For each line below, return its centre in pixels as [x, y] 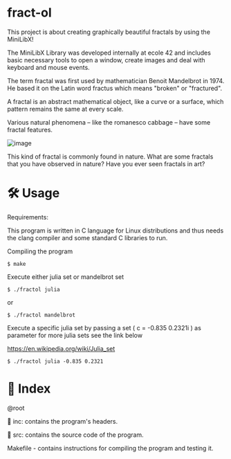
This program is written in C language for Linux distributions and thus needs [115, 231]
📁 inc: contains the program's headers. [63, 421]
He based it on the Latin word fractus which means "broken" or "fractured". [115, 88]
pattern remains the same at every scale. [65, 109]
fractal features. [30, 129]
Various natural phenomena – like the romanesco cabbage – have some [109, 122]
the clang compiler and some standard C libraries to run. [87, 237]
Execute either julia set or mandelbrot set [66, 277]
